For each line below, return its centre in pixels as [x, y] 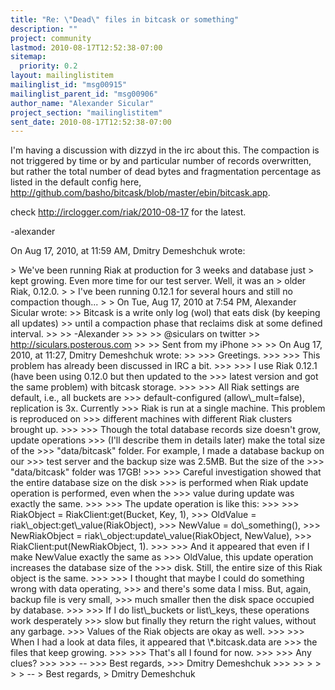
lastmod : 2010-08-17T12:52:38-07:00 [86, 47]
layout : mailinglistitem [62, 76]
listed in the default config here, [76, 182]
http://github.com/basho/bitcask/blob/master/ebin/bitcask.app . [140, 193]
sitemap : [28, 57]
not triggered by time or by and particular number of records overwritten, [161, 161]
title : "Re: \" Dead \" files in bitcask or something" [125, 19]
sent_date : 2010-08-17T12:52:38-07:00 [91, 122]
